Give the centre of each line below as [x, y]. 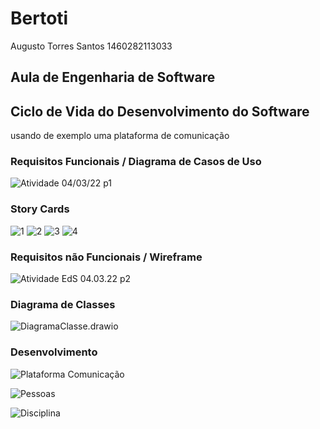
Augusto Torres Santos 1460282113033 [91, 46]
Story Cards [40, 209]
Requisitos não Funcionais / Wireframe [106, 257]
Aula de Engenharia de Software [113, 77]
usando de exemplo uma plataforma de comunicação [120, 136]
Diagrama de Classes [63, 304]
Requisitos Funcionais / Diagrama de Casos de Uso [136, 162]
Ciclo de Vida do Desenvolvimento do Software [160, 111]
